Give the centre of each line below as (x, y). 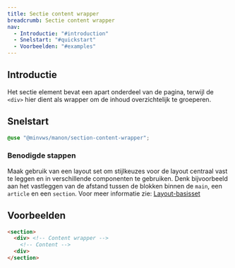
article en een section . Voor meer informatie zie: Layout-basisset (104, 193)
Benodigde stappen (42, 155)
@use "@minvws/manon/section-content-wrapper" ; (79, 138)
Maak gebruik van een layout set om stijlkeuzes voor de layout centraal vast (117, 171)
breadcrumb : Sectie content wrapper (61, 20)
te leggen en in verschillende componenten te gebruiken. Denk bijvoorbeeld (117, 178)
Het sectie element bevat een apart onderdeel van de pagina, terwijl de (110, 91)
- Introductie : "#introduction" (61, 33)
